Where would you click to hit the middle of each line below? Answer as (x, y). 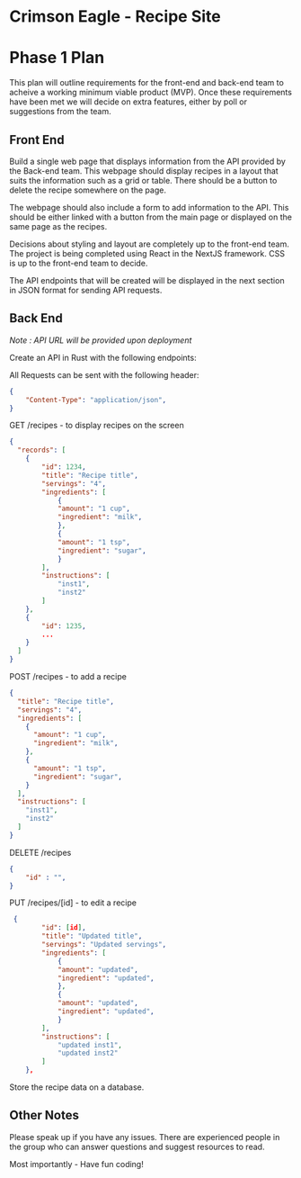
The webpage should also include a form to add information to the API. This (149, 207)
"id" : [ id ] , (64, 928)
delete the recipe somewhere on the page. (88, 190)
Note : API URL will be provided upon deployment (101, 340)
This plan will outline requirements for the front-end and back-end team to (147, 83)
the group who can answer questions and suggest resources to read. (137, 1147)
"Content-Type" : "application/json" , (96, 400)
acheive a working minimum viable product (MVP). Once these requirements (150, 93)
